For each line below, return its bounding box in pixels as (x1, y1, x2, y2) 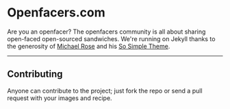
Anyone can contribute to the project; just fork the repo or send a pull (7, 86, 203, 95)
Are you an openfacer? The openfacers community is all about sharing (7, 27, 206, 36)
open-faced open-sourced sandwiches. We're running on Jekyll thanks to (7, 34, 216, 43)
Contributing (7, 69, 63, 80)
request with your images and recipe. (7, 94, 112, 102)
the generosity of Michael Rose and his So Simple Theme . (7, 42, 170, 50)
